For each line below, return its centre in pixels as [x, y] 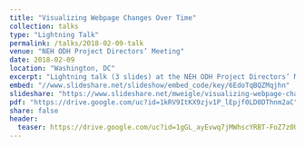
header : [24, 119]
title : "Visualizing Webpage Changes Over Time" [103, 18]
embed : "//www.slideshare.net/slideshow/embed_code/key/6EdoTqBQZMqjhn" [150, 85]
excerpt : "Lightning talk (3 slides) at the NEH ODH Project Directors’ [150, 77]
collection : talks [44, 26]
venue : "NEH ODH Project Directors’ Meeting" [97, 52]
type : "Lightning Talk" [54, 34]
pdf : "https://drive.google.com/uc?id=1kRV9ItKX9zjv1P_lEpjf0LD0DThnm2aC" [154, 102]
